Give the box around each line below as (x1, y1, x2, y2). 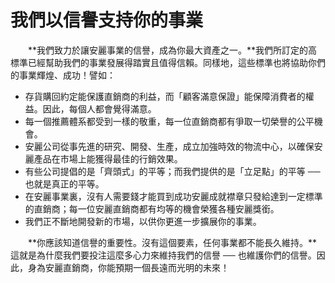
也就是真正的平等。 (24, 177, 105, 190)
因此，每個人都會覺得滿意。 (42, 102, 157, 115)
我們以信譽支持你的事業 (10, 9, 204, 32)
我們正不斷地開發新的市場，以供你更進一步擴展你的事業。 (24, 215, 262, 227)
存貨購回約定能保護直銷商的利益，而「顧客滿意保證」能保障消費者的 (24, 90, 306, 102)
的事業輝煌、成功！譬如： (10, 69, 116, 81)
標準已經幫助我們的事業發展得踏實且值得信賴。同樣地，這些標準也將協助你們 (10, 56, 326, 68)
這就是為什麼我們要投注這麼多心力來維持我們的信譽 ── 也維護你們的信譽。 (10, 249, 317, 261)
